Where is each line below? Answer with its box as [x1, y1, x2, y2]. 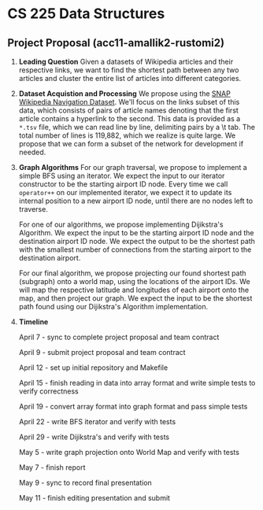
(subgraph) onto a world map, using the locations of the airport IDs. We [18, 277, 250, 286]
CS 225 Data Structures [7, 5, 165, 23]
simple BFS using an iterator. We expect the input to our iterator [18, 171, 225, 180]
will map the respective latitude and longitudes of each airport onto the [18, 285, 250, 294]
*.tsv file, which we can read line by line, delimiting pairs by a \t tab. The [18, 123, 255, 131]
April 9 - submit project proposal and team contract [18, 348, 186, 357]
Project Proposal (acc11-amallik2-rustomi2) [7, 36, 225, 50]
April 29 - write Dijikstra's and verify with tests [18, 432, 170, 442]
